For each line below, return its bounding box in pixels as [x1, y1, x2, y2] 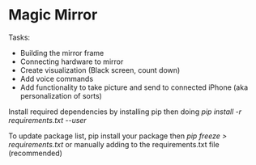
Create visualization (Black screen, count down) [19, 65, 181, 74]
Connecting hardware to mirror [19, 57, 124, 66]
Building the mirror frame [19, 48, 105, 57]
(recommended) [8, 148, 63, 158]
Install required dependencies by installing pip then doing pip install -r [8, 107, 241, 116]
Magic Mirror [8, 6, 98, 24]
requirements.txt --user [8, 115, 87, 125]
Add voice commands [19, 74, 94, 83]
